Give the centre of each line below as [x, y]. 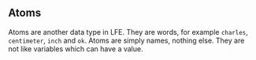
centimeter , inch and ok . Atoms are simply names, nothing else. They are [126, 40]
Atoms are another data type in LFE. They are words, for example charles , [128, 32]
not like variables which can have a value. [76, 49]
